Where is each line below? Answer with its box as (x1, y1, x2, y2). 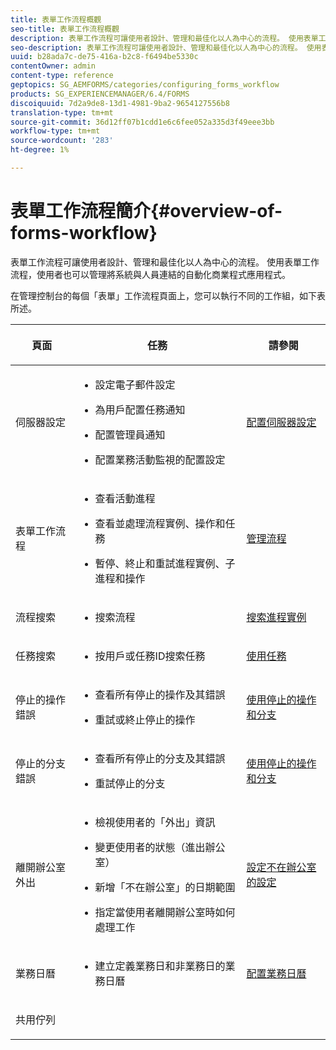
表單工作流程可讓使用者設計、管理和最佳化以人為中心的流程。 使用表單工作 (10, 256, 320, 268)
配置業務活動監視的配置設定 (94, 452, 226, 466)
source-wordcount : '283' (10, 136, 114, 146)
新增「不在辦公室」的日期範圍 (94, 880, 236, 894)
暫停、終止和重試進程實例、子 (94, 556, 236, 570)
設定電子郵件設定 (94, 377, 176, 391)
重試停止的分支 (94, 776, 166, 790)
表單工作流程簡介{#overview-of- (10, 200, 283, 223)
